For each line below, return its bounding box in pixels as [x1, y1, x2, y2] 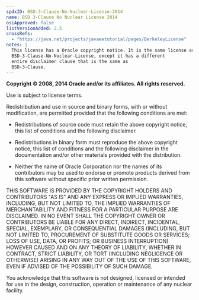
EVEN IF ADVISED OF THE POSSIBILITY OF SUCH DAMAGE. [6, 263, 153, 270]
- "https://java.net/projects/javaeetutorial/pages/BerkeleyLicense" [11, 36, 187, 42]
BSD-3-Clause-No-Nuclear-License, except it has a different [11, 53, 166, 59]
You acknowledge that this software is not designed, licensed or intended [6, 274, 185, 282]
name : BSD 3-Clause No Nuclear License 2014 [6, 14, 118, 20]
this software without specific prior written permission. [14, 176, 149, 183]
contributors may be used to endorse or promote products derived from [14, 169, 190, 176]
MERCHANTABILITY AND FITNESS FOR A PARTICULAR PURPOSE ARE [6, 206, 179, 213]
